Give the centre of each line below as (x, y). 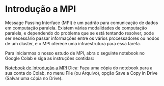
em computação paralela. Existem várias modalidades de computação (76, 28)
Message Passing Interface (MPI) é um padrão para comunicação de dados (82, 23)
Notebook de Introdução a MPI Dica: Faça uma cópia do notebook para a (79, 68)
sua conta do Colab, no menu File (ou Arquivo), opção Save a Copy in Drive (82, 73)
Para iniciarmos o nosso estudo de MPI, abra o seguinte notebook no (75, 53)
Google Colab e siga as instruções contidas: (50, 58)
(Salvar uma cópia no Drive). (34, 78)
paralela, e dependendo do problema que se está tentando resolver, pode (80, 33)
